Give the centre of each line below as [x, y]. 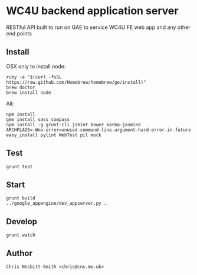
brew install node [29, 93]
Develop [22, 222]
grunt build [21, 198]
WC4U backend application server [92, 11]
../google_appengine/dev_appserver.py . [57, 204]
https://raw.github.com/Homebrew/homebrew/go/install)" [76, 82]
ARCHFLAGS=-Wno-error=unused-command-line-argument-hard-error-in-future [99, 130]
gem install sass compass [38, 119]
